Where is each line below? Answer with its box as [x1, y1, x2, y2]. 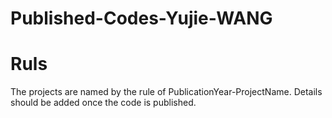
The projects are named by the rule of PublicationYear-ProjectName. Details [10, 86, 323, 98]
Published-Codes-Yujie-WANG [10, 7, 273, 30]
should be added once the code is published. [10, 97, 197, 109]
